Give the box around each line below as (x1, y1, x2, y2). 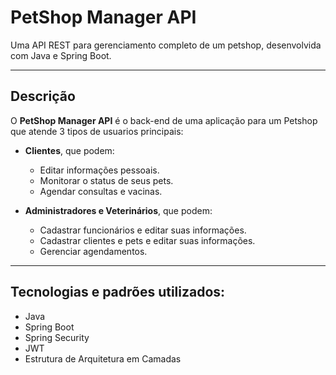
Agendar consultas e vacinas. (39, 185, 163, 197)
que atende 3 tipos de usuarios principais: (10, 125, 184, 137)
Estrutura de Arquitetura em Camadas (24, 352, 182, 365)
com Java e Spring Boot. (10, 49, 112, 61)
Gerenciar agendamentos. (39, 245, 148, 257)
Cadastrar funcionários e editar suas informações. (39, 224, 247, 236)
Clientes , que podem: (24, 144, 115, 156)
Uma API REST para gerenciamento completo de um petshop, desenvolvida (10, 39, 322, 51)
